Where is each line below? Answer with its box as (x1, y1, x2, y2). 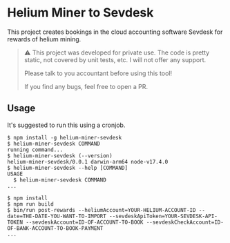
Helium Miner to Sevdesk (7, 5, 154, 21)
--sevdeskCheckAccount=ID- (146, 219, 224, 226)
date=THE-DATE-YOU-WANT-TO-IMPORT (7, 213, 107, 220)
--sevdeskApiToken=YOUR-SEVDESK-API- (109, 213, 218, 220)
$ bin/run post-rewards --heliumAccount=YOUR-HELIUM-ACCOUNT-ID (7, 206, 196, 213)
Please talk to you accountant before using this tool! (23, 69, 173, 77)
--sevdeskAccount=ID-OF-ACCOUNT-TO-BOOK (25, 219, 144, 226)
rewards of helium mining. (7, 35, 82, 43)
